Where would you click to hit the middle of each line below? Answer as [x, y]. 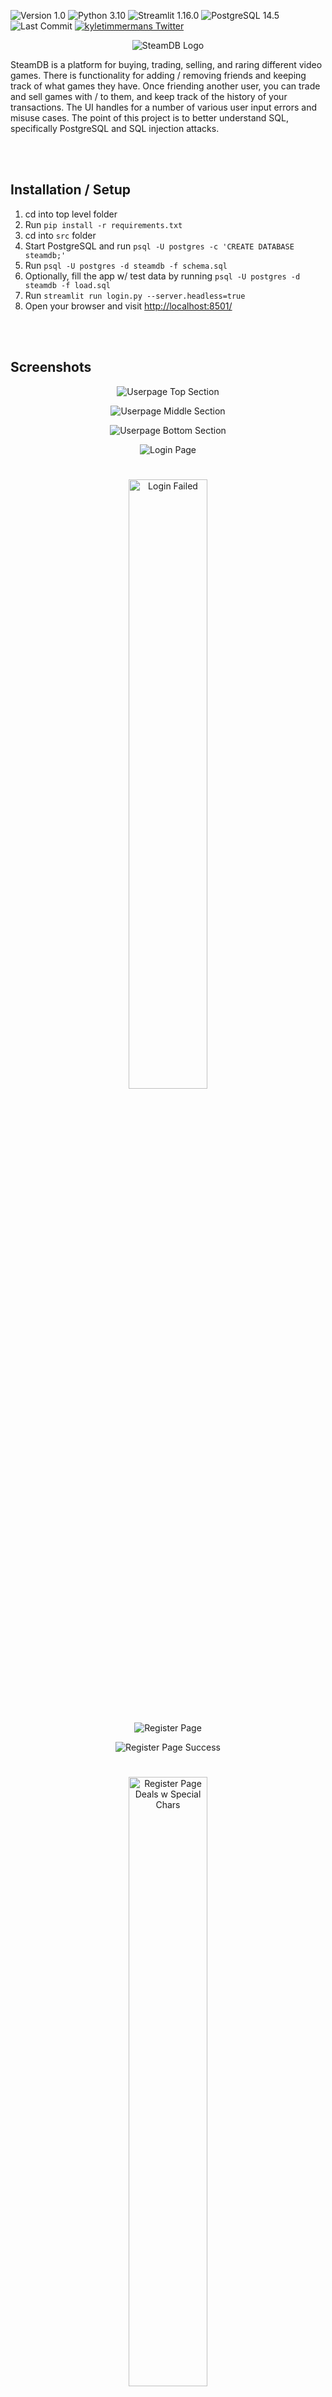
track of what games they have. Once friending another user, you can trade [165, 86]
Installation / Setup [70, 190]
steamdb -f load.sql [67, 285]
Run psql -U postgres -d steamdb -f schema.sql [126, 265]
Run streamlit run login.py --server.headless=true [135, 295]
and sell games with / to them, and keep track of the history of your [149, 96]
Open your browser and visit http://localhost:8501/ [128, 306]
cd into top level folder [71, 214]
